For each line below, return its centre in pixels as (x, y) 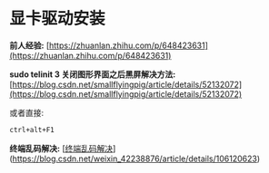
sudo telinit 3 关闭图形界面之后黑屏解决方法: (93, 74)
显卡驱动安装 (58, 19)
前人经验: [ (30, 45)
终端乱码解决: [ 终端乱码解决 (61, 148)
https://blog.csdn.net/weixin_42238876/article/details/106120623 (134, 159)
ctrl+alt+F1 (32, 130)
